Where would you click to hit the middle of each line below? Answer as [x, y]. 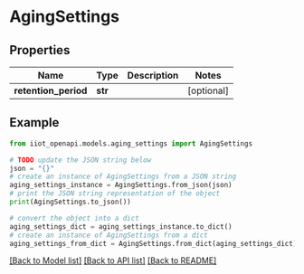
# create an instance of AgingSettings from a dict [109, 235]
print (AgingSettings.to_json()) [70, 202]
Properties [40, 50]
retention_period [51, 90]
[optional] [208, 90]
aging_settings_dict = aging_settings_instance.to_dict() [121, 227]
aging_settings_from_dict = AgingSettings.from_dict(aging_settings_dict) [153, 243]
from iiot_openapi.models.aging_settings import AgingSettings [131, 143]
